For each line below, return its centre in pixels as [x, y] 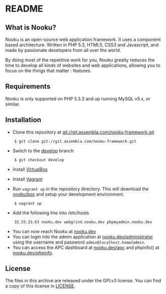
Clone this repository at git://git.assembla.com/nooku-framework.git [83, 132]
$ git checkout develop [39, 160]
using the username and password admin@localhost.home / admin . [79, 242]
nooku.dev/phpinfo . [33, 253]
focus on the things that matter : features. [48, 71]
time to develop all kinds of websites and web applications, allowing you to [83, 65]
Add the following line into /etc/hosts [51, 213]
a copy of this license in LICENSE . [40, 286]
